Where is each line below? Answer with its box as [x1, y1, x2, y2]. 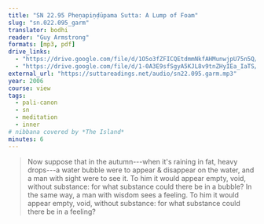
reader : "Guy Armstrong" [8, 33, 90, 42]
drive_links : [8, 48, 51, 56]
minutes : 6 [8, 135, 44, 143]
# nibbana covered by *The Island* [8, 128, 125, 135]
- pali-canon [15, 99, 58, 107]
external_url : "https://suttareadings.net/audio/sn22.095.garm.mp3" [8, 70, 237, 78]
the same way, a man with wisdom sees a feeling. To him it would [27, 190, 240, 200]
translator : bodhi [8, 26, 68, 34]
